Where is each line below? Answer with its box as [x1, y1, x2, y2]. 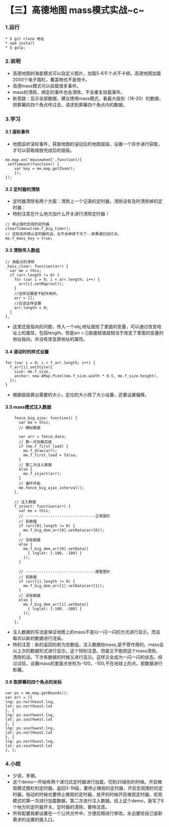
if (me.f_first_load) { [18, 443, 69, 449]
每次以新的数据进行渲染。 [12, 635, 66, 641]
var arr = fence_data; [18, 434, 66, 439]
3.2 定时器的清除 [5, 186, 40, 192]
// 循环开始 [18, 481, 41, 486]
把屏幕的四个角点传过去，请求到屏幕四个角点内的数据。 [12, 102, 127, 108]
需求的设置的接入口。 [12, 816, 57, 822]
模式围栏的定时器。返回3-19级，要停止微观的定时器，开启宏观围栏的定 [17, 785, 163, 791]
